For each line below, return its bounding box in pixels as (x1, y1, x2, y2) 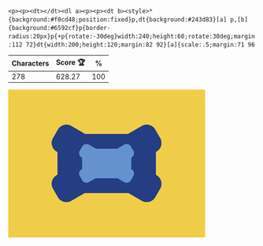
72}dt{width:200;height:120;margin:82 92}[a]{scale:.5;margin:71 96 (25, 41, 256, 49)
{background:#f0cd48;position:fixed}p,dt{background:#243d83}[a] (8, 16, 227, 24)
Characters (11, 58, 50, 68)
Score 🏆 (55, 58, 85, 67)
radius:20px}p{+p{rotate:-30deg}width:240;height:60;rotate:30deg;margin (8, 32, 256, 40)
